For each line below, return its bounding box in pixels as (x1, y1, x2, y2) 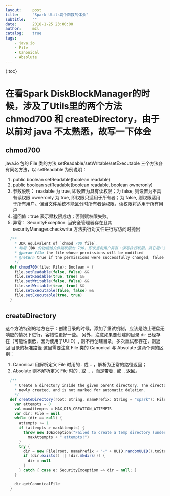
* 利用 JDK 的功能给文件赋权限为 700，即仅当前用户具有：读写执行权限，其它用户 (14, 246, 163, 251)
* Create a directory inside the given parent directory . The (14, 383, 148, 388)
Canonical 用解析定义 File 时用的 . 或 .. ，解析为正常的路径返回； (12, 362, 147, 368)
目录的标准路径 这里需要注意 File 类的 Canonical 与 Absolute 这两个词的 (11, 345, 159, 351)
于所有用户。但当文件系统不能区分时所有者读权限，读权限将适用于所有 (12, 201, 159, 207)
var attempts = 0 (14, 401, 51, 407)
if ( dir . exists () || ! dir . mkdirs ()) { (23, 453, 105, 459)
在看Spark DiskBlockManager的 (5, 88, 141, 99)
